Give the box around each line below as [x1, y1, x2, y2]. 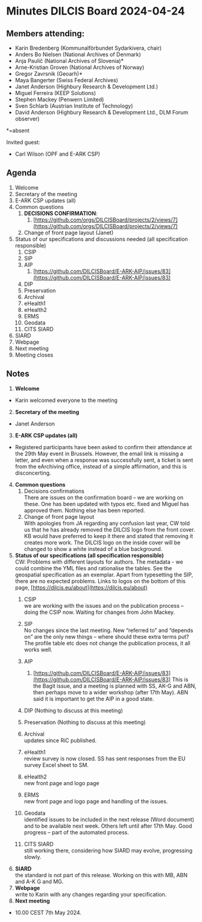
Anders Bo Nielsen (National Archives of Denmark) [14, 51, 142, 58]
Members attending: [6, 28, 85, 39]
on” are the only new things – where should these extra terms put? [24, 633, 189, 640]
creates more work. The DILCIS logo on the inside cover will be [24, 539, 181, 546]
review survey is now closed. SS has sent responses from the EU [24, 755, 186, 762]
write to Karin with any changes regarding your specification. [14, 891, 167, 898]
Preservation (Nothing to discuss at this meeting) [24, 719, 146, 726]
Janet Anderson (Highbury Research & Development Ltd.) [14, 83, 159, 90]
